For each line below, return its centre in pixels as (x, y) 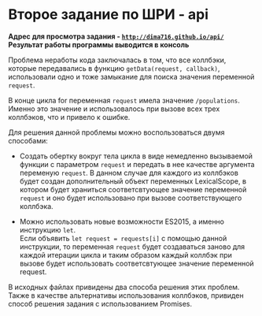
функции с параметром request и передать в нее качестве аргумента (137, 164)
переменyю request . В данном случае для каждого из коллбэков (129, 173)
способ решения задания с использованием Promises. (100, 303)
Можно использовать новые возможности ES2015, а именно (122, 221)
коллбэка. (36, 206)
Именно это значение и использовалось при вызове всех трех (114, 109)
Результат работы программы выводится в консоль (99, 44)
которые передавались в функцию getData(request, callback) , (114, 68)
